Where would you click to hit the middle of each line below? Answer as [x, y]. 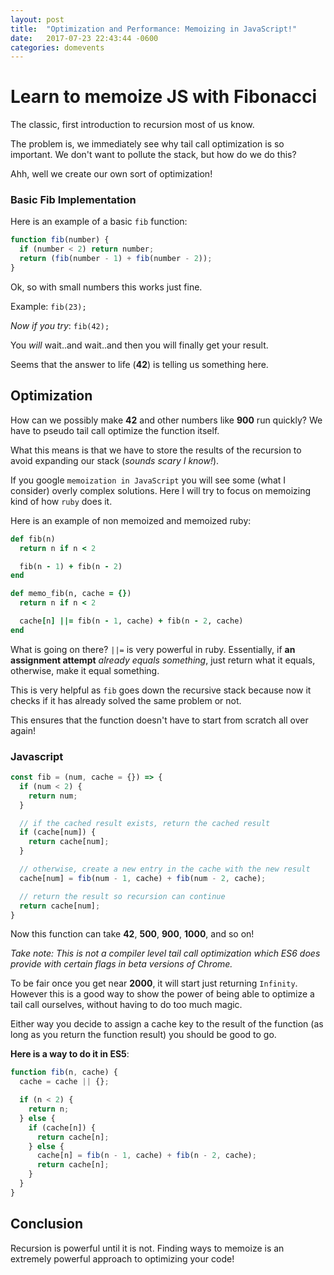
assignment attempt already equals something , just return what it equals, [163, 660]
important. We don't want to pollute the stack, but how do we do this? [153, 155]
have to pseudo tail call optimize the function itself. [115, 430]
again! [23, 730]
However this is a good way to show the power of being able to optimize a [162, 994]
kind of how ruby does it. [61, 501]
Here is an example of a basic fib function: [99, 222]
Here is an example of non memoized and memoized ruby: [131, 520]
